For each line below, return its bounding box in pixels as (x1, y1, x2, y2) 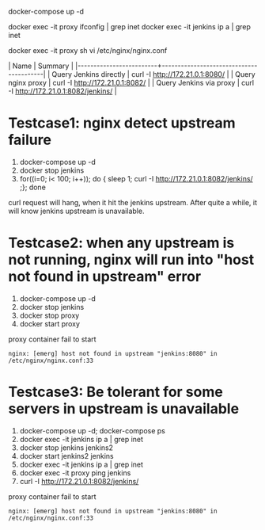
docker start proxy (19, 318, 81, 328)
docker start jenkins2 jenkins (19, 451, 115, 460)
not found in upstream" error (8, 268, 202, 286)
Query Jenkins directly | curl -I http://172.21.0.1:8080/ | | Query (51, 70, 256, 78)
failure (8, 131, 51, 149)
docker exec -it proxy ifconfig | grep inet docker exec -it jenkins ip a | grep (8, 22, 252, 31)
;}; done (19, 182, 46, 192)
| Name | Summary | (8, 61, 74, 71)
